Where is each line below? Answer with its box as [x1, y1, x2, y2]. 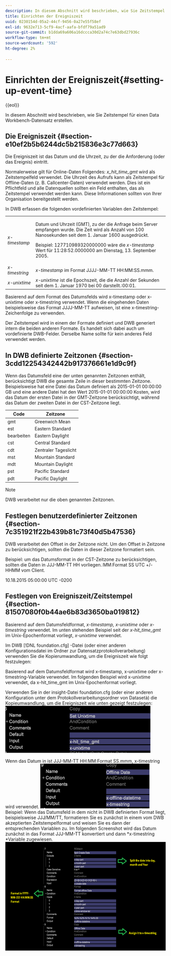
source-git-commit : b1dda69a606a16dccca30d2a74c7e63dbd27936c [5, 30, 140, 35]
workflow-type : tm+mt [5, 35, 51, 40]
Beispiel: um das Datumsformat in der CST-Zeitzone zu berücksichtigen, [5, 556, 157, 562]
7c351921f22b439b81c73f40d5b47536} [5, 527, 136, 536]
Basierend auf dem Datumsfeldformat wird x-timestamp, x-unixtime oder [5, 668, 158, 674]
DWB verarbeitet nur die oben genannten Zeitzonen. [5, 496, 115, 503]
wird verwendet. [5, 803, 40, 810]
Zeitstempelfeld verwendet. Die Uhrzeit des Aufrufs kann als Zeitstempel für [5, 174, 165, 180]
